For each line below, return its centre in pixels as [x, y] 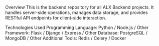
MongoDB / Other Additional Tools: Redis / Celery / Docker [66, 38]
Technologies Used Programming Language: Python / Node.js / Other [77, 27]
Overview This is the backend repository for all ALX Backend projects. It [79, 7]
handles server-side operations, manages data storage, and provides [76, 12]
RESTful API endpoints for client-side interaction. [56, 18]
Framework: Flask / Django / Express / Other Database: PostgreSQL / [76, 33]
